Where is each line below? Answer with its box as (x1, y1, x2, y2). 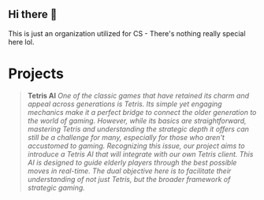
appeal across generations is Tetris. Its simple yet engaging (27, 99, 222, 109)
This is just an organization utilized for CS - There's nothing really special (8, 28, 246, 38)
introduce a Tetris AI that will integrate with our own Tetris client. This (27, 149, 254, 158)
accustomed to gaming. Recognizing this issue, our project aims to (27, 141, 246, 150)
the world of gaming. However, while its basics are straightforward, (27, 116, 247, 125)
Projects (8, 65, 65, 83)
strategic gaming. (27, 183, 85, 192)
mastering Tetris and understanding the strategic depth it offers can (27, 124, 250, 134)
